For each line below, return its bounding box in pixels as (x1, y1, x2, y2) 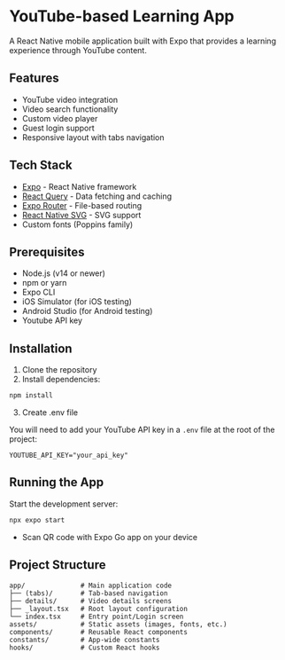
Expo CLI (21, 287, 56, 298)
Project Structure (9, 557, 106, 573)
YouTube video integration (21, 94, 119, 105)
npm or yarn (21, 278, 67, 288)
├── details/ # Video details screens (9, 596, 173, 605)
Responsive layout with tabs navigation (21, 131, 166, 143)
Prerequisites (9, 244, 85, 259)
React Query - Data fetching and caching (21, 191, 173, 201)
